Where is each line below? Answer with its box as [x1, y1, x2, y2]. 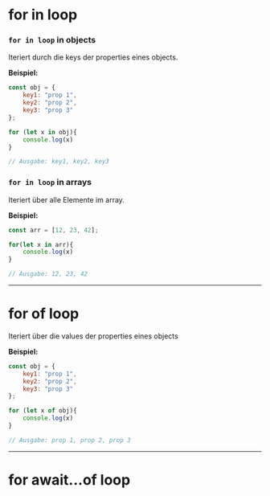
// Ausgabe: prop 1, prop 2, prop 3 [8, 436, 131, 444]
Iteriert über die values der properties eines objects [8, 331, 178, 341]
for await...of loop [8, 471, 131, 490]
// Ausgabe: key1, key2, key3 [8, 158, 110, 166]
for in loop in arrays [8, 177, 92, 188]
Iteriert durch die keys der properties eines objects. [8, 52, 178, 62]
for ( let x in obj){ [8, 128, 78, 136]
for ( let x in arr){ [8, 240, 74, 248]
